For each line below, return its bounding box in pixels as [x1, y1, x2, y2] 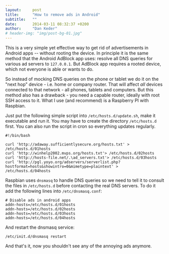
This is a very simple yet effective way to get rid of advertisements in [5, 45, 149, 50]
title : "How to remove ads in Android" [5, 12, 100, 17]
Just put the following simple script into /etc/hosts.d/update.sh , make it [5, 113, 156, 119]
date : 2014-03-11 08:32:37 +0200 [5, 21, 89, 27]
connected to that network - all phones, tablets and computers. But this [5, 87, 154, 92]
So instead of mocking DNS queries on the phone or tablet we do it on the [5, 76, 159, 82]
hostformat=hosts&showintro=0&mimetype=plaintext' [5, 164, 114, 169]
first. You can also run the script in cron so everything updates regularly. [5, 123, 155, 129]
